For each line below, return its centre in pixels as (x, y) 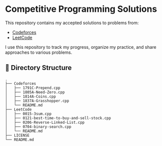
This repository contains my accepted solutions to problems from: (72, 23)
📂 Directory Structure (39, 68)
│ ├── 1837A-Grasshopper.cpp (37, 101)
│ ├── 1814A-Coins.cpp (31, 96)
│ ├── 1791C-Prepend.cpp (33, 88)
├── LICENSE (17, 135)
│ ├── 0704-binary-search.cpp (38, 127)
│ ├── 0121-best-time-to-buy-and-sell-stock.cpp (58, 118)
